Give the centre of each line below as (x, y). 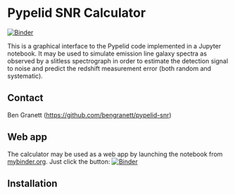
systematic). (25, 76)
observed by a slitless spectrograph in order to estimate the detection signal (118, 60)
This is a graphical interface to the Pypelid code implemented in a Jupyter (114, 46)
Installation (32, 183)
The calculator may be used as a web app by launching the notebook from (115, 154)
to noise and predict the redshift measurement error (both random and (109, 68)
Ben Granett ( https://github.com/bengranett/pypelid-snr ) (89, 115)
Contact (25, 98)
